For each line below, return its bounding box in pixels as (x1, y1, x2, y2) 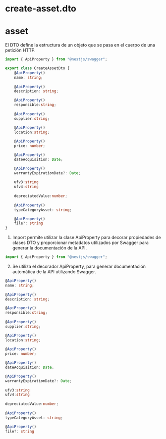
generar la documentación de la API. (12, 245, 87, 251)
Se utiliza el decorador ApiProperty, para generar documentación (12, 263, 146, 269)
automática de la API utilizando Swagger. (12, 269, 96, 275)
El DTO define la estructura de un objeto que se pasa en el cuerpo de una (5, 42, 155, 48)
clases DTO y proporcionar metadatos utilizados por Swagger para (12, 240, 149, 245)
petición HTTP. (5, 48, 36, 53)
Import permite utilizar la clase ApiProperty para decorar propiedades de (12, 235, 161, 241)
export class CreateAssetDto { (5, 66, 70, 71)
